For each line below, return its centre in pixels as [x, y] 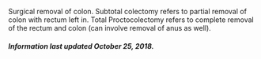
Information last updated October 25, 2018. [81, 46]
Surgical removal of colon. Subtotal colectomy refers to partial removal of [128, 11]
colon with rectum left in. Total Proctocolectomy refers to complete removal [131, 20]
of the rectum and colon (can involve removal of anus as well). [110, 28]
